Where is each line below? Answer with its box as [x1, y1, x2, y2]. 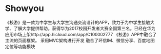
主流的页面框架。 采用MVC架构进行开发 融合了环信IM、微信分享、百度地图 [5, 37, 155, 43]
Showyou [5, 3, 44, 14]
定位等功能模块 [5, 43, 35, 49]
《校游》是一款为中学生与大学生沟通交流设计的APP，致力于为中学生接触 [5, 19, 150, 25]
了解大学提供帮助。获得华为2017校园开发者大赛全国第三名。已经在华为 [13, 25, 156, 31]
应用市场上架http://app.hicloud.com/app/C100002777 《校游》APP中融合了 [5, 31, 157, 37]
